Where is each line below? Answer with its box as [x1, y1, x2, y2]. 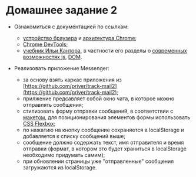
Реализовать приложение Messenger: [14, 64, 109, 71]
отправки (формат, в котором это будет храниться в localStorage [22, 145, 187, 152]
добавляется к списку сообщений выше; [22, 132, 126, 139]
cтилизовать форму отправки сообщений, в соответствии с [22, 107, 174, 114]
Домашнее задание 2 [5, 4, 118, 17]
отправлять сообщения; [22, 101, 84, 108]
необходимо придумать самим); [22, 151, 105, 158]
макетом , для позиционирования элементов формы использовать [22, 113, 191, 121]
